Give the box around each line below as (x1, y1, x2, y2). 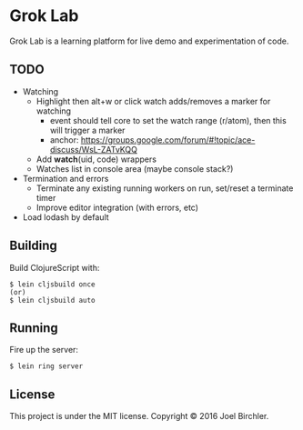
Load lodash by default (22, 211, 109, 223)
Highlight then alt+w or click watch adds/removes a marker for (35, 95, 271, 106)
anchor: (49, 134, 79, 145)
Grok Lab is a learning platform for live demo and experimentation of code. (9, 35, 289, 46)
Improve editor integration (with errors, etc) (35, 202, 198, 213)
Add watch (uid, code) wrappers (35, 154, 157, 165)
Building (9, 238, 57, 254)
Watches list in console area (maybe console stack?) (35, 163, 234, 174)
